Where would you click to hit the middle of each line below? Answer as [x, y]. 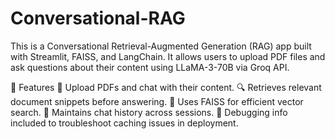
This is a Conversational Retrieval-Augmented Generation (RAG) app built [161, 46]
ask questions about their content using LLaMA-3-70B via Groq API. [150, 67]
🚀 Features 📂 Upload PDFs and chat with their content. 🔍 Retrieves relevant [166, 87]
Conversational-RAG [98, 18]
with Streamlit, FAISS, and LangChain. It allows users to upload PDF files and [168, 56]
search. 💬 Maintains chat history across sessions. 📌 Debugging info [149, 112]
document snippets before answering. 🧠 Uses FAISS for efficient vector [157, 101]
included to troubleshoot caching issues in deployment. [124, 123]
